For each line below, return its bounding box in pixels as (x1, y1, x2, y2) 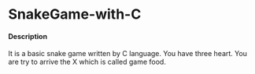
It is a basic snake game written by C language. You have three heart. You (8, 49, 248, 58)
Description (8, 31, 48, 41)
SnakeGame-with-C (8, 5, 142, 23)
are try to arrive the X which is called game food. (8, 57, 167, 67)
